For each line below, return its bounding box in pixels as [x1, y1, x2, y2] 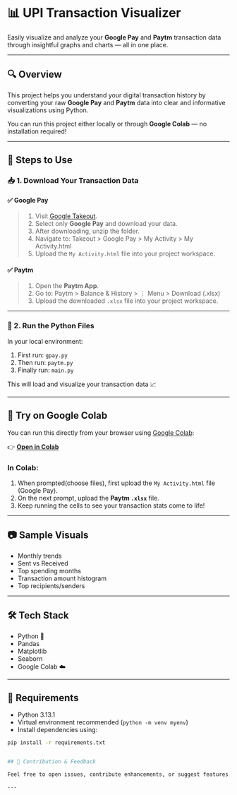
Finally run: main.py [17, 366, 74, 374]
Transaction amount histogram [17, 574, 107, 582]
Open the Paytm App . [35, 282, 99, 290]
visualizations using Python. [7, 106, 89, 114]
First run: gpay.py [17, 350, 68, 359]
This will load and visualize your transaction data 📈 [7, 380, 157, 388]
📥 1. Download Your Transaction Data [7, 176, 139, 186]
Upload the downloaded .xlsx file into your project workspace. [35, 297, 219, 305]
